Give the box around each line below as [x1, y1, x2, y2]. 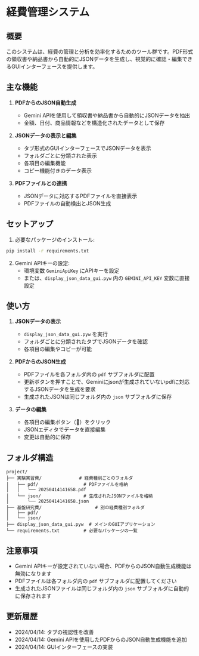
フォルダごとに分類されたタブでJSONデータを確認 [23, 338, 148, 345]
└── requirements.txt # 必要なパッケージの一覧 [6, 528, 138, 534]
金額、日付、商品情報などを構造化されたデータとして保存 [23, 119, 165, 126]
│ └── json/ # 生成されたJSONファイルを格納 [6, 493, 153, 499]
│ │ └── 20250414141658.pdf [6, 487, 86, 493]
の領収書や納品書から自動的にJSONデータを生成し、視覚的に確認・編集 [6, 56, 183, 63]
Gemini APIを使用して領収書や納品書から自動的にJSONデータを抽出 [23, 112, 191, 119]
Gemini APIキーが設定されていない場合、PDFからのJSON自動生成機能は [14, 562, 192, 569]
